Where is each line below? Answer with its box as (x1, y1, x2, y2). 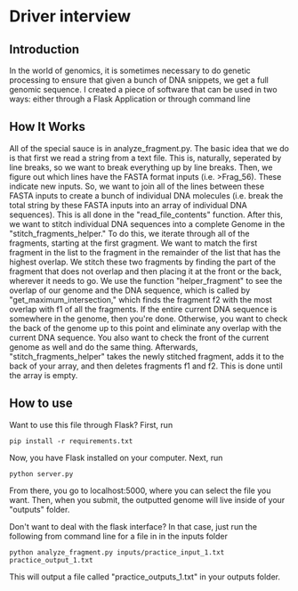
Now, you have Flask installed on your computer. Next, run (9, 452, 223, 463)
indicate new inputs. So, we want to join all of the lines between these (9, 181, 265, 191)
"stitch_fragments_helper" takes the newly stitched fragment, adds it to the (9, 351, 285, 361)
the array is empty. (9, 369, 78, 380)
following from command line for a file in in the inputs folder (9, 530, 229, 541)
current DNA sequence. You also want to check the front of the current (9, 332, 270, 343)
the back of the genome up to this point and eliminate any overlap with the (9, 322, 282, 333)
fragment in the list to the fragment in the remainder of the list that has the (9, 247, 281, 257)
